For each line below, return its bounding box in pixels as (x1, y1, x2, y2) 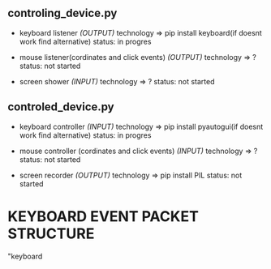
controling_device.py (7, 6, 118, 20)
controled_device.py (7, 100, 114, 114)
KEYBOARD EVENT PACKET (7, 207, 200, 225)
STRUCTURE (7, 224, 95, 242)
